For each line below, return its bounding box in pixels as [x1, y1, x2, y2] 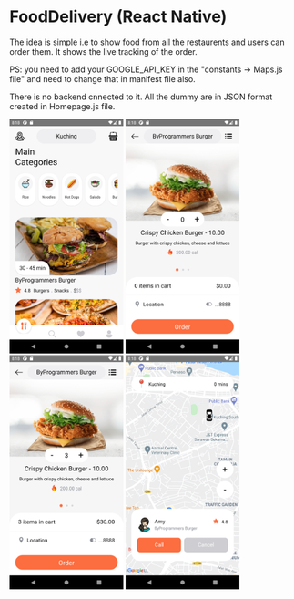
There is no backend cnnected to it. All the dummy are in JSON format [9, 91, 273, 102]
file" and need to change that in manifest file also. [9, 73, 196, 84]
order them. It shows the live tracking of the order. [9, 46, 198, 57]
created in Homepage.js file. [9, 100, 116, 111]
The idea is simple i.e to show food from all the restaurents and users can [9, 36, 285, 47]
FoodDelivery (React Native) [9, 6, 228, 27]
